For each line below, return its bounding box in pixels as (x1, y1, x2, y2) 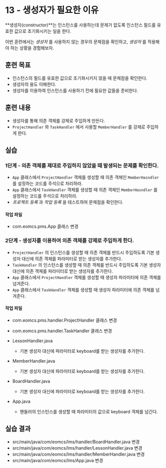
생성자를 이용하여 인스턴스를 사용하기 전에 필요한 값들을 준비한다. (12, 88, 138, 94)
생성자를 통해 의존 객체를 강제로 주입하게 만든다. (12, 117, 105, 123)
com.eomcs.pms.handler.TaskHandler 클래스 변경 (12, 328, 112, 334)
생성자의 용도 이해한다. (12, 81, 56, 87)
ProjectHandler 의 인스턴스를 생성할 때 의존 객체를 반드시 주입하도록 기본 (12, 249, 155, 255)
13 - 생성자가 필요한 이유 (5, 4, 99, 16)
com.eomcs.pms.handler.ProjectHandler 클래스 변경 (12, 317, 117, 323)
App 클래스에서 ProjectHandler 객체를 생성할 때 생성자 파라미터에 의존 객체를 (12, 274, 161, 280)
